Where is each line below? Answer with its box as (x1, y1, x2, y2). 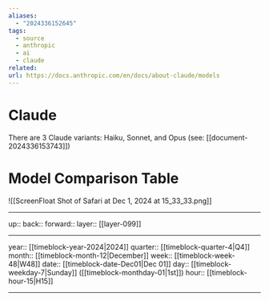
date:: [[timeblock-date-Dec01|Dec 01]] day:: (42, 258, 190, 269)
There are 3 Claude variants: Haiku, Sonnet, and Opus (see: (8, 132, 205, 142)
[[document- (206, 132, 248, 142)
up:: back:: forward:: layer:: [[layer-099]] (8, 218, 142, 229)
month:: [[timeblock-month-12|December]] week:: (8, 250, 173, 260)
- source (15, 34, 45, 43)
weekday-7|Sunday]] (8, 267, 78, 277)
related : (8, 64, 38, 72)
